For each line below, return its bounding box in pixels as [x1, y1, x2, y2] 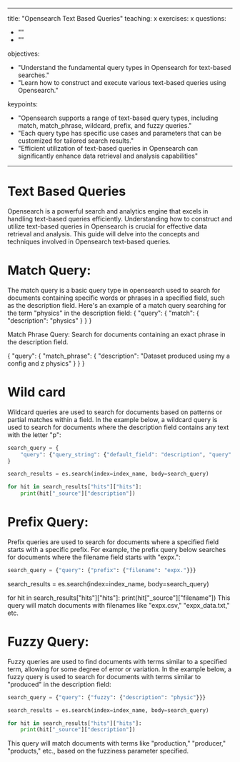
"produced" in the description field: [7, 680, 111, 688]
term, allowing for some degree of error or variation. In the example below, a [7, 665, 232, 673]
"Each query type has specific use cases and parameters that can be [17, 129, 221, 137]
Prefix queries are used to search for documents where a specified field [7, 538, 219, 546]
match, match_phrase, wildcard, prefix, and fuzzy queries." [17, 121, 192, 129]
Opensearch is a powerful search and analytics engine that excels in [7, 206, 209, 215]
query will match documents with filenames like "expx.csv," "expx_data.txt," [7, 601, 230, 609]
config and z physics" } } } [7, 359, 85, 368]
